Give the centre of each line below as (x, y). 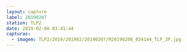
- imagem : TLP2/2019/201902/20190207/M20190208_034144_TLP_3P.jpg (97, 39)
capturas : (19, 34)
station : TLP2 (24, 23)
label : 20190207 (26, 17)
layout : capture (26, 12)
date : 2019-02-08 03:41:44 (40, 28)
